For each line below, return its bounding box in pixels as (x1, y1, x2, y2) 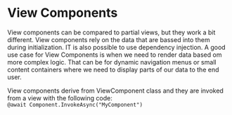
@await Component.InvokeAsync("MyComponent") (7, 101, 143, 108)
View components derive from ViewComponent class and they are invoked (7, 86, 224, 95)
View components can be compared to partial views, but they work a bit (7, 28, 216, 36)
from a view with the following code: (7, 93, 112, 102)
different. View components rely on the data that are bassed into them (7, 35, 210, 43)
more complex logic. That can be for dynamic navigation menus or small (7, 57, 217, 66)
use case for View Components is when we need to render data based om (7, 50, 222, 59)
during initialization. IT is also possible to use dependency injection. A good (7, 43, 226, 51)
